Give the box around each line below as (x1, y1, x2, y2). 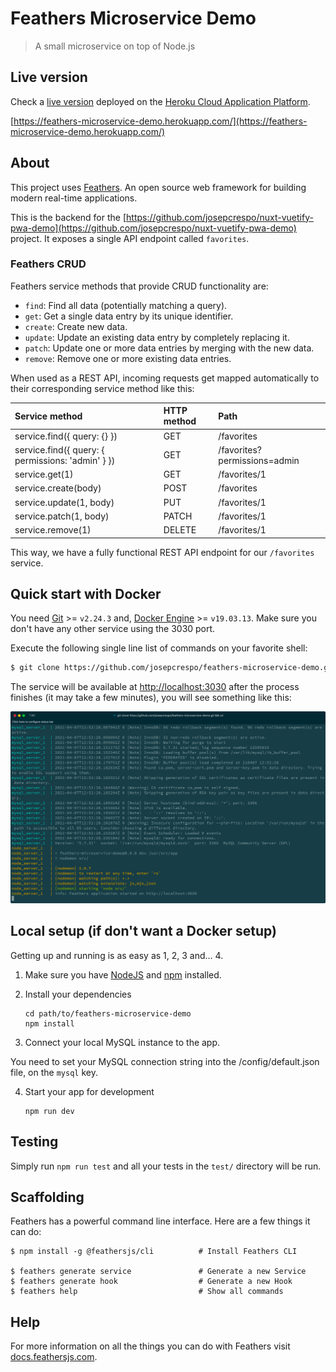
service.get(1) (14, 468, 74, 481)
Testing (10, 1133, 59, 1151)
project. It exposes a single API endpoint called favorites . (10, 232, 250, 244)
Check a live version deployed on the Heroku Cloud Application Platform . (10, 95, 311, 107)
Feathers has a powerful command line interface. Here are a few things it (10, 1215, 311, 1227)
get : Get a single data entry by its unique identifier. (24, 310, 234, 322)
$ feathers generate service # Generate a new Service (10, 1267, 307, 1277)
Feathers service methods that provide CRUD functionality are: (10, 280, 269, 292)
